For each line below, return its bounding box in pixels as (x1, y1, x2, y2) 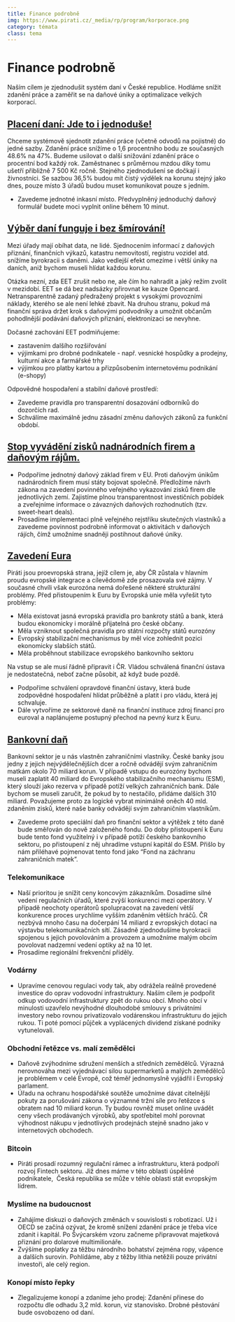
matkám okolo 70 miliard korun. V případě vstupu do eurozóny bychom (7, 767, 212, 775)
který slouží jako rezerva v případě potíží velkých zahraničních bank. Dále (7, 782, 220, 791)
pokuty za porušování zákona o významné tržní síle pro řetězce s (17, 1097, 206, 1105)
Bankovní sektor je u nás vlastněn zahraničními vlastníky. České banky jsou (7, 752, 225, 761)
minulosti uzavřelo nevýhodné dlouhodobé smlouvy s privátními (17, 1004, 201, 1012)
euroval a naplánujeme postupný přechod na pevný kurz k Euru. (17, 713, 202, 722)
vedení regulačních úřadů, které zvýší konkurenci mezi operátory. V (17, 896, 213, 904)
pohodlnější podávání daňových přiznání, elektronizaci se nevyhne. (7, 314, 201, 323)
